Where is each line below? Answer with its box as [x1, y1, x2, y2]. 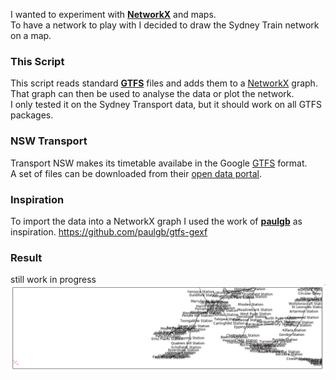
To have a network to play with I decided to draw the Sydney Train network [10, 19, 320, 31]
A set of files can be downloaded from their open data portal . [10, 167, 263, 179]
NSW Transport [10, 134, 88, 148]
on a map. [10, 30, 52, 41]
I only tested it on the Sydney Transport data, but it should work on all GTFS [10, 99, 322, 111]
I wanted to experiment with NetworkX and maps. [10, 9, 217, 20]
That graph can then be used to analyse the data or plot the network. [10, 88, 295, 100]
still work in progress [10, 274, 97, 286]
